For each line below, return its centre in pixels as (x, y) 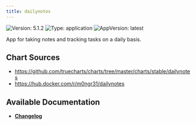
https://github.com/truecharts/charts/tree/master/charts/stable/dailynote (102, 72)
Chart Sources (33, 58)
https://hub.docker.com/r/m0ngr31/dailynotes (69, 84)
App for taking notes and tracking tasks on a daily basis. (74, 39)
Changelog (28, 116)
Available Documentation (53, 102)
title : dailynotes (28, 11)
